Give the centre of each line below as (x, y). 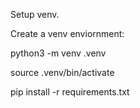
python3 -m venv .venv (58, 53)
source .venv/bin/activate (62, 72)
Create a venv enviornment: (67, 33)
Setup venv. (35, 14)
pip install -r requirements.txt (70, 92)
